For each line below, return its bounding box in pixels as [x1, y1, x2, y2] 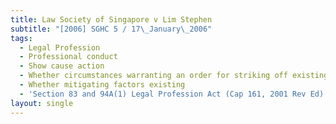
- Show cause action [19, 61, 105, 71]
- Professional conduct [19, 52, 118, 62]
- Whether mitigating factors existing [19, 80, 186, 90]
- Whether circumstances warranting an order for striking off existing [19, 71, 329, 81]
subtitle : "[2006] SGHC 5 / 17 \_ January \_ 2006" [10, 24, 213, 34]
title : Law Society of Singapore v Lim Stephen [10, 14, 213, 25]
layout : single [10, 98, 74, 108]
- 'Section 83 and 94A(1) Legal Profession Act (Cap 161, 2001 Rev [19, 89, 307, 99]
